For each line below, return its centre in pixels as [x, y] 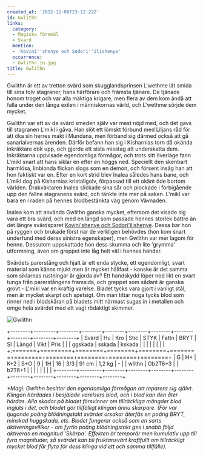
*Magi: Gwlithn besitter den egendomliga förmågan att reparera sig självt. [100, 389]
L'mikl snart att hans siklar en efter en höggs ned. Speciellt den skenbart [97, 162]
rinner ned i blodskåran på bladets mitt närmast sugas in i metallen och [95, 302]
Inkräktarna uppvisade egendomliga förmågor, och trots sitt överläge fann [99, 155]
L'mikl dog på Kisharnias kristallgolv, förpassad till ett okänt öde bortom [96, 181]
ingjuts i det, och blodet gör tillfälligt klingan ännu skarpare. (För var [92, 408]
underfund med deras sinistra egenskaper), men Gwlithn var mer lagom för [101, 238]
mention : [23, 46]
